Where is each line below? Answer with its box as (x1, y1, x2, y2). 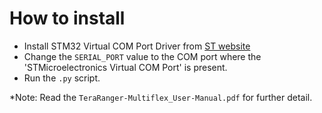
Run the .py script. (23, 72, 101, 84)
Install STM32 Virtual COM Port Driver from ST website (23, 40, 251, 52)
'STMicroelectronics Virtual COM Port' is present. (23, 61, 228, 73)
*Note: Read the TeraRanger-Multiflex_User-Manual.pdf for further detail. (9, 91, 313, 103)
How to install (9, 7, 126, 30)
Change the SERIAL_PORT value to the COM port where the (23, 50, 262, 62)
